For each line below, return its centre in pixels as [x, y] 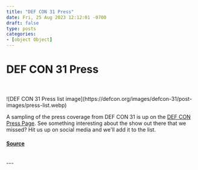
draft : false [23, 23]
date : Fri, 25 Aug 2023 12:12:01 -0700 [56, 17]
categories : [21, 34]
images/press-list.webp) [37, 105]
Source [16, 143]
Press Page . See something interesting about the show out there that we [96, 123]
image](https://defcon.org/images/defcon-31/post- [129, 99]
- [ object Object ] [29, 40]
